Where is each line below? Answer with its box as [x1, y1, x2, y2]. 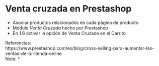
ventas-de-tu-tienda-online [5, 50, 62, 56]
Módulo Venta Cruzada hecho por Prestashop [12, 24, 108, 30]
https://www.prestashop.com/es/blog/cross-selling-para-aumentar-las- [5, 45, 154, 51]
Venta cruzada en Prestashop [5, 3, 132, 14]
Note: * [5, 55, 20, 61]
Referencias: [5, 39, 32, 45]
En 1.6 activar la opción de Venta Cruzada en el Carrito [12, 30, 126, 36]
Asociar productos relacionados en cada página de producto [12, 19, 139, 25]
